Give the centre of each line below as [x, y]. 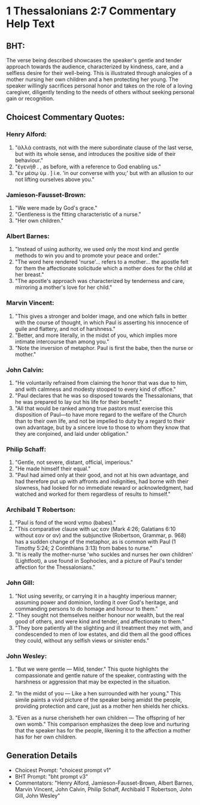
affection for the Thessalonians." [55, 567]
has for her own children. [46, 737]
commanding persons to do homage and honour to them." [87, 608]
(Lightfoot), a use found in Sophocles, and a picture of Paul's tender [99, 561]
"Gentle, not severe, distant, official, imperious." [74, 462]
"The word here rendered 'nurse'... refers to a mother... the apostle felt [101, 262]
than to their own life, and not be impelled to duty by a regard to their [100, 421]
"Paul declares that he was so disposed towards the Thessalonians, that [104, 395]
